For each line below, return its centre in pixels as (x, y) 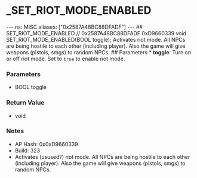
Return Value (25, 103)
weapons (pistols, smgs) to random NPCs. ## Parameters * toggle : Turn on (99, 52)
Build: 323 (27, 151)
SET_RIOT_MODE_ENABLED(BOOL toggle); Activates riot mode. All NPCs (96, 39)
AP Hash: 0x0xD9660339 (47, 144)
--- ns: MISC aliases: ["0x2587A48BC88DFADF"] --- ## (75, 27)
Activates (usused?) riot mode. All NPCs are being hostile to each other (102, 156)
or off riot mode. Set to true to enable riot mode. (66, 59)
